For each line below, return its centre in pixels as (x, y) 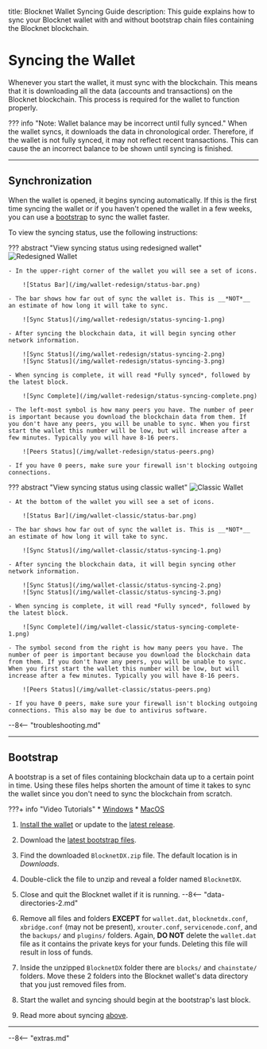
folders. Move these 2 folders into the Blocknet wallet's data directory (134, 976)
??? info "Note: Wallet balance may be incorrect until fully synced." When (128, 123)
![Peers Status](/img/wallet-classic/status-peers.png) (117, 689)
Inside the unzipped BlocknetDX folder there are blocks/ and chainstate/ (138, 967)
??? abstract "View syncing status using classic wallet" (98, 487)
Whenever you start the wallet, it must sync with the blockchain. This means (133, 82)
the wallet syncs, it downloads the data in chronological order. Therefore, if (131, 131)
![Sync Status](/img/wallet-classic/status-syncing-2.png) (122, 585)
